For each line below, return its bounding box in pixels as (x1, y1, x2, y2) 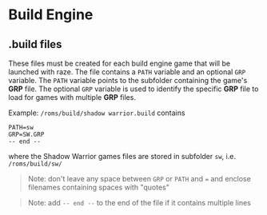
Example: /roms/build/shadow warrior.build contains (8, 108, 185, 117)
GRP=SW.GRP (8, 130, 45, 138)
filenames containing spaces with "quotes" (27, 182, 169, 192)
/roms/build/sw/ (8, 160, 62, 168)
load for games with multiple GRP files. (8, 93, 136, 102)
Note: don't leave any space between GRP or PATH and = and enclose (27, 174, 252, 183)
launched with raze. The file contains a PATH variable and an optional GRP (8, 67, 246, 77)
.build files (8, 38, 62, 51)
